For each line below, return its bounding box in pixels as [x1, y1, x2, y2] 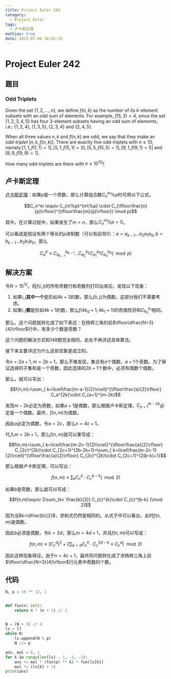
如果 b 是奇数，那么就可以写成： [5, 486, 71, 492]
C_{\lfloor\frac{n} [111, 203, 148, 209]
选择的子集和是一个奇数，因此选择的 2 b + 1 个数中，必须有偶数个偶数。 [9, 365, 157, 371]
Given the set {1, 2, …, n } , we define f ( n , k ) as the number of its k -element [5, 107, 158, 113]
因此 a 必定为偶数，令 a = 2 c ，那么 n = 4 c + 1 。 [5, 421, 102, 427]
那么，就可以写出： [5, 375, 46, 382]
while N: [5, 631, 24, 636]
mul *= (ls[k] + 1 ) [14, 664, 56, 669]
